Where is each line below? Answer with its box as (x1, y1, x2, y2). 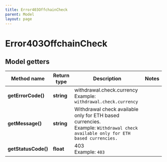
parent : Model (5, 12, 35, 17)
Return (53, 72, 70, 79)
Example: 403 (74, 149, 105, 156)
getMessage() (7, 120, 42, 127)
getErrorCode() (7, 92, 45, 99)
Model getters (5, 57, 50, 66)
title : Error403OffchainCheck (5, 7, 68, 12)
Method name (10, 75, 45, 82)
